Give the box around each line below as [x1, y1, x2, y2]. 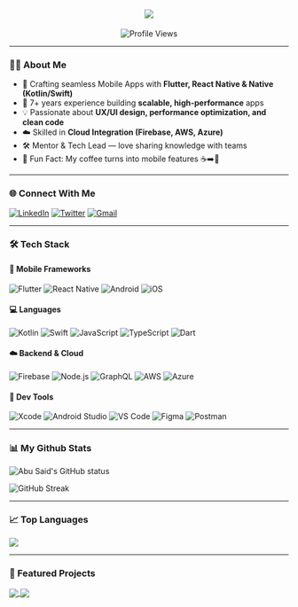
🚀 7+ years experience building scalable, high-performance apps [21, 97, 264, 108]
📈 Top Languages [9, 514, 89, 526]
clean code [21, 117, 65, 128]
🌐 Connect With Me [9, 187, 96, 199]
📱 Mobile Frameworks [9, 264, 91, 275]
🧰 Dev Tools [9, 391, 54, 402]
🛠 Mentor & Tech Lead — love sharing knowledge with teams [21, 140, 247, 151]
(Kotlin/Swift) [21, 89, 74, 99]
